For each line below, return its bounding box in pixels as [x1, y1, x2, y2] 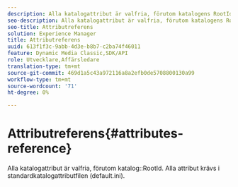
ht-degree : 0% [7, 89, 50, 96]
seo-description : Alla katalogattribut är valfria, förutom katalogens [7, 17, 223, 24]
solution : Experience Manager [7, 30, 97, 37]
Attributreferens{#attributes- [7, 126, 184, 142]
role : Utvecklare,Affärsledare [7, 56, 100, 64]
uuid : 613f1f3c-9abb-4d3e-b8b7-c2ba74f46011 [7, 43, 141, 50]
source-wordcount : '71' [7, 83, 78, 90]
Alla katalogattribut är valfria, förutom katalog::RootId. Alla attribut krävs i [7, 164, 220, 173]
